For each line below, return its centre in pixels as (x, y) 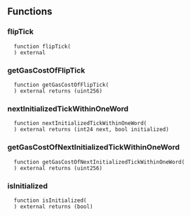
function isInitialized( (50, 200)
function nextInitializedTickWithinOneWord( (80, 124)
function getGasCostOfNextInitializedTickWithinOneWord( (99, 162)
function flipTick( (42, 46)
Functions (30, 12)
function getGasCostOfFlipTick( (62, 85)
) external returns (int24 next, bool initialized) (92, 130)
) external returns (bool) (53, 206)
